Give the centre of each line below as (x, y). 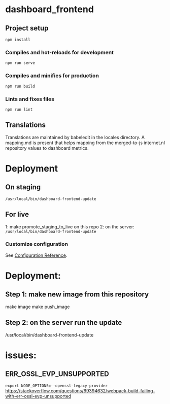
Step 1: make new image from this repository (77, 295)
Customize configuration (37, 244)
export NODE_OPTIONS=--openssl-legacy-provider (57, 386)
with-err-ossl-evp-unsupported (38, 396)
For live (17, 214)
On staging (23, 187)
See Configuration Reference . (36, 255)
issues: (21, 355)
